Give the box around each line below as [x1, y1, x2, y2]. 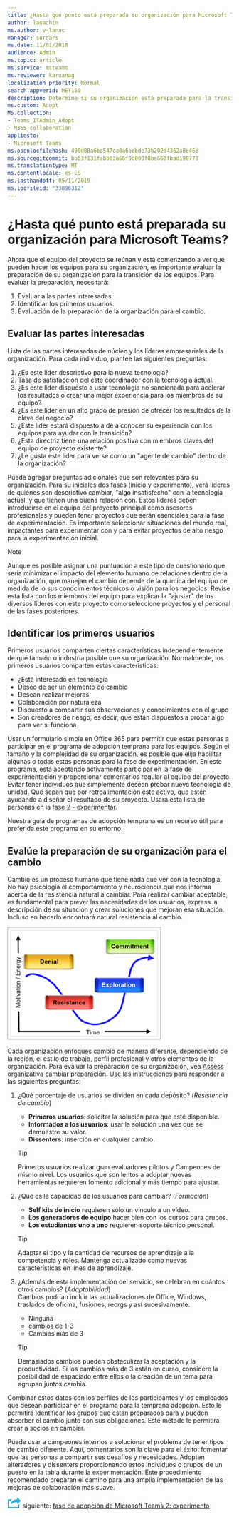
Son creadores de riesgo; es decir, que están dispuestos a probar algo [17, 713, 225, 722]
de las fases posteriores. [7, 607, 80, 615]
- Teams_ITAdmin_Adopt [7, 117, 75, 124]
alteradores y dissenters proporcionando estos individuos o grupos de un [7, 1461, 223, 1469]
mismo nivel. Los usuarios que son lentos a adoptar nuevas [17, 1171, 192, 1179]
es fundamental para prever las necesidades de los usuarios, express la [7, 898, 218, 907]
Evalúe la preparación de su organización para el [7, 845, 228, 857]
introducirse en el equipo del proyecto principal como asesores [7, 503, 193, 512]
